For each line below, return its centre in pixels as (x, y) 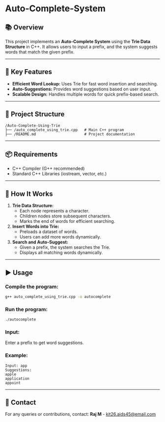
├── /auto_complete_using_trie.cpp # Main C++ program (65, 130)
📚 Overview (25, 27)
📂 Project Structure (35, 114)
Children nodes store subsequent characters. (65, 216)
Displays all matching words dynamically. (61, 253)
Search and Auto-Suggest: (40, 242)
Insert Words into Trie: (36, 227)
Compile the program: (32, 287)
